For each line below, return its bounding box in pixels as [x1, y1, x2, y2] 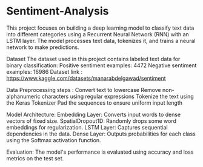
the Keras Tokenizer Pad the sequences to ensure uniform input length [6, 99, 183, 106]
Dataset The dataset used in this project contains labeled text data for [6, 55, 181, 62]
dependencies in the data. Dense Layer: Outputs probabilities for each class [6, 130, 196, 137]
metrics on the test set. [6, 154, 64, 162]
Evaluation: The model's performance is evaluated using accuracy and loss [6, 148, 194, 156]
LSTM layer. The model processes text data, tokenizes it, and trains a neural [6, 37, 196, 44]
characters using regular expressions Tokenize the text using [41, 93, 194, 100]
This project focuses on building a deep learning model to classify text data [6, 24, 195, 31]
